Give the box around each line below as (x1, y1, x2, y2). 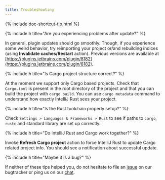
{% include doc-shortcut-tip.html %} (5, 21, 80, 27)
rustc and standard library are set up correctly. (5, 120, 101, 126)
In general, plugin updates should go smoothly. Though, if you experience (5, 40, 156, 46)
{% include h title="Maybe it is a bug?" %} (5, 154, 91, 160)
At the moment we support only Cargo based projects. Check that (5, 80, 139, 86)
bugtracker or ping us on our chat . (5, 169, 75, 175)
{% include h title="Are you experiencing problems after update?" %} (5, 30, 146, 36)
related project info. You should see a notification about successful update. (5, 144, 158, 151)
